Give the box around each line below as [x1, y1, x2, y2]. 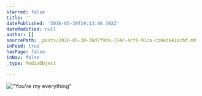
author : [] [6, 32, 34, 38]
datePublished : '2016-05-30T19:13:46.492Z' [6, 20, 120, 26]
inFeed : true [6, 43, 40, 50]
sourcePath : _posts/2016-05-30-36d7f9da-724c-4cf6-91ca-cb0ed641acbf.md [6, 37, 196, 43]
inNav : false [6, 54, 40, 61]
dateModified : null [6, 26, 56, 32]
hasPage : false [6, 49, 45, 55]
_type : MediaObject [6, 60, 56, 66]
